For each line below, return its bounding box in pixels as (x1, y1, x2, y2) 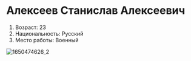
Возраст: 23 (15, 24, 47, 31)
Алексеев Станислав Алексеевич (6, 4, 186, 18)
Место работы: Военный (15, 36, 79, 43)
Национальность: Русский (15, 30, 84, 37)
